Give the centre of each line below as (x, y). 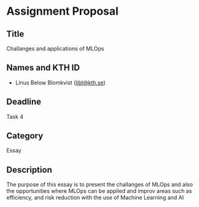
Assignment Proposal (62, 11)
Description (29, 170)
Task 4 (15, 116)
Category (25, 136)
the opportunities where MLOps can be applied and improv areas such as (99, 191)
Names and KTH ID (43, 68)
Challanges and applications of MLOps (55, 48)
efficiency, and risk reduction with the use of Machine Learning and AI (95, 198)
